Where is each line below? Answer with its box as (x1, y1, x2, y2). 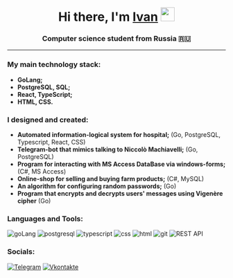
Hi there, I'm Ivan (58, 9, 158, 25)
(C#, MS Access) (17, 167, 67, 176)
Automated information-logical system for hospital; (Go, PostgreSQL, (17, 131, 221, 139)
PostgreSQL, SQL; (17, 83, 71, 91)
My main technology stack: (7, 59, 101, 69)
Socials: (7, 247, 35, 257)
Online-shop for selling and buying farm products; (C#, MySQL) (17, 175, 205, 183)
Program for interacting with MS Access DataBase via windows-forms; (17, 160, 226, 169)
